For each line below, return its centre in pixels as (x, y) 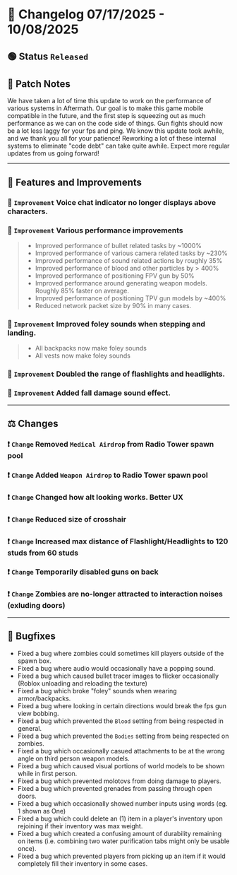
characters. (28, 211)
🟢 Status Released (48, 56)
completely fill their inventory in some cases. (83, 863)
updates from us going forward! (54, 153)
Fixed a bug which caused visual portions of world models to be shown (121, 765)
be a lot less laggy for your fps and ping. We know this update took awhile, (116, 131)
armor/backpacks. (44, 698)
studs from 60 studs (43, 553)
